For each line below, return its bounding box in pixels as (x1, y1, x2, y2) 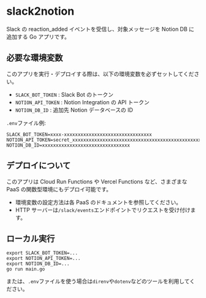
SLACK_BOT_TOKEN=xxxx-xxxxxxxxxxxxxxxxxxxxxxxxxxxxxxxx (6, 131, 152, 137)
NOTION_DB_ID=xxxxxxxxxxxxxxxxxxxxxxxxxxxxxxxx (6, 142, 131, 148)
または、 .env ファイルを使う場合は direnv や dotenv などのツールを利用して (6, 278, 190, 285)
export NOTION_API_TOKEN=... (6, 256, 81, 262)
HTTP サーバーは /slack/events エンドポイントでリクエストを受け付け (15, 206, 191, 213)
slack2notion (6, 4, 75, 18)
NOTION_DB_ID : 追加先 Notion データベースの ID (15, 106, 134, 113)
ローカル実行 (6, 233, 55, 243)
